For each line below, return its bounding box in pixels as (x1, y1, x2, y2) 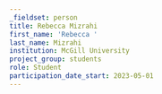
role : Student (9, 64, 63, 73)
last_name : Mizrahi (9, 38, 82, 47)
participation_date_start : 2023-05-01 (9, 72, 154, 81)
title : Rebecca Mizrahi (9, 21, 98, 30)
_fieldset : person (9, 13, 78, 22)
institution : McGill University (9, 47, 130, 56)
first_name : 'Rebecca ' (9, 30, 98, 38)
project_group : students (9, 55, 102, 64)
